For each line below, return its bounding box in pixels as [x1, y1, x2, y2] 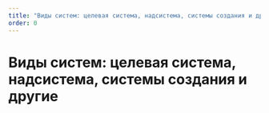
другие [8, 87, 58, 105]
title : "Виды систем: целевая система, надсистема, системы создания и [8, 11, 252, 20]
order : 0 [8, 19, 38, 27]
